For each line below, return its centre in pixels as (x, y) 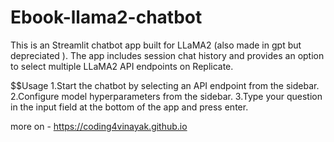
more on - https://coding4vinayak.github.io (99, 126)
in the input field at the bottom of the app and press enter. (129, 107)
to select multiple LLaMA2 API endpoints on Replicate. (122, 66)
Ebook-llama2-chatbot (106, 17)
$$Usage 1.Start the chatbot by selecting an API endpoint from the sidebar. (165, 85)
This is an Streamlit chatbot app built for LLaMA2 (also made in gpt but (156, 45)
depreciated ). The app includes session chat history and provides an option (167, 55)
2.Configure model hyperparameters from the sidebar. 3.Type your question (166, 96)
